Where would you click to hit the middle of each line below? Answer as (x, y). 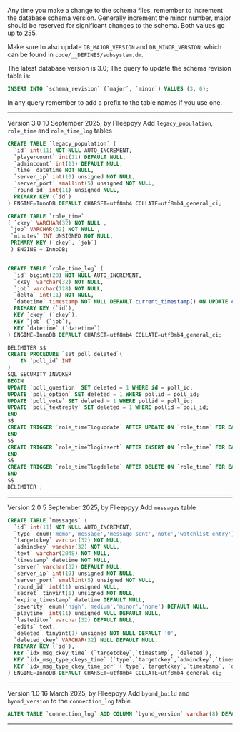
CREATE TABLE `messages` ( (47, 520)
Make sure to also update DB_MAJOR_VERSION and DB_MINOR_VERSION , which (115, 47)
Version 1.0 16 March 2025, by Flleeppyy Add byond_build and (99, 693)
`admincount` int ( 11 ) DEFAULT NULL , (68, 163)
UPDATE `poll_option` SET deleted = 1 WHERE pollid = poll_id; (104, 394)
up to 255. (22, 33)
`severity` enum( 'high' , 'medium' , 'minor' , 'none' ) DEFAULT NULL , (111, 607)
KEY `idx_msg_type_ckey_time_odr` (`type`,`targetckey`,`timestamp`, (119, 666)
